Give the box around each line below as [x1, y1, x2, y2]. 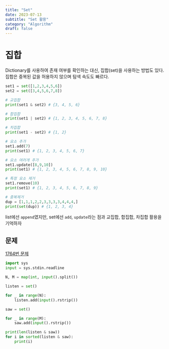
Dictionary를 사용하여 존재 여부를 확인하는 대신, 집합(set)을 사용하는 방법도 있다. [5, 67, 164, 73]
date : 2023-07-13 [5, 12, 42, 17]
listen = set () [5, 284, 37, 289]
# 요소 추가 [5, 139, 26, 144]
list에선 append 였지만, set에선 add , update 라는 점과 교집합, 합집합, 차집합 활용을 [5, 213, 162, 220]
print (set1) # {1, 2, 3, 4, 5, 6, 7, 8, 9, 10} [5, 167, 108, 172]
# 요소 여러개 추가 [5, 157, 39, 162]
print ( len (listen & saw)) [5, 330, 60, 335]
